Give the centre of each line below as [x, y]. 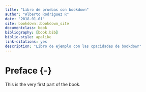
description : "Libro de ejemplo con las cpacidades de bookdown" [73, 46]
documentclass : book [26, 28]
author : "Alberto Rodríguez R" [37, 14]
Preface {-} [29, 71]
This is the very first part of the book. [43, 84]
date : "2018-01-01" [25, 19]
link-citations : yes [26, 42]
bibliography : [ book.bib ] [31, 32]
